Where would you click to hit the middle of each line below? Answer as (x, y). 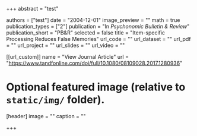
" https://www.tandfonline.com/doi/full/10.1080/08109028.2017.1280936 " (94, 63)
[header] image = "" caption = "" (46, 116)
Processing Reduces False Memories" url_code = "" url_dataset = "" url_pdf (99, 39)
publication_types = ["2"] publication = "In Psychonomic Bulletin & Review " (98, 26)
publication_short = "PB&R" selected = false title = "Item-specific (85, 33)
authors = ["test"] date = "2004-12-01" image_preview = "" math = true (93, 20)
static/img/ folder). (55, 100)
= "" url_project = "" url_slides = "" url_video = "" (66, 45)
